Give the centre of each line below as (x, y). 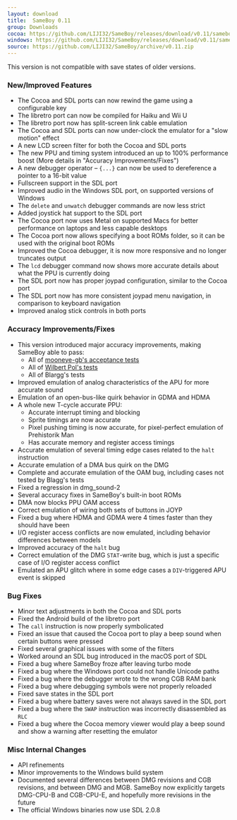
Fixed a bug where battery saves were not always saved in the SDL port (122, 701)
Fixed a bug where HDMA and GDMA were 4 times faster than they (115, 517)
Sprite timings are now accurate (74, 420)
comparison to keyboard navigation (69, 303)
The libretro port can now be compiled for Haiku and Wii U (102, 116)
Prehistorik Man (51, 435)
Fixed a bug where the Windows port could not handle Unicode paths (119, 671)
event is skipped (41, 578)
